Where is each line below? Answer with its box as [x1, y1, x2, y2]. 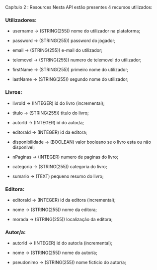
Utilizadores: [5, 16, 37, 23]
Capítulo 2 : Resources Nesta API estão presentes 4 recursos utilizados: [5, 4, 153, 10]
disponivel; [12, 144, 35, 150]
